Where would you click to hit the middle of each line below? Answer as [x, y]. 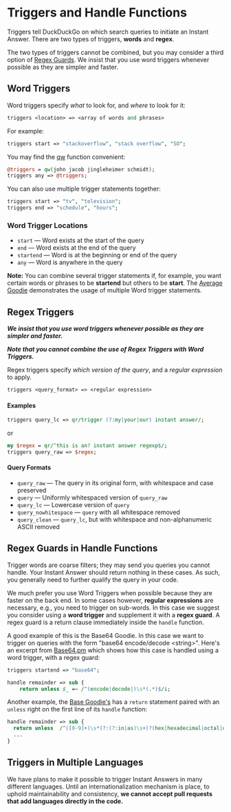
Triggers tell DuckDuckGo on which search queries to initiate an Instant [108, 32]
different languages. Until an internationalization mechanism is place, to [108, 787]
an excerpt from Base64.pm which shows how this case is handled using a [113, 650]
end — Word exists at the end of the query [76, 248]
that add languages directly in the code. [65, 801]
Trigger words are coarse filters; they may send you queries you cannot [109, 565]
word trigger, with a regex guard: [54, 657]
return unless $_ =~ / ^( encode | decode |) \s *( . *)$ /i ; [95, 689]
